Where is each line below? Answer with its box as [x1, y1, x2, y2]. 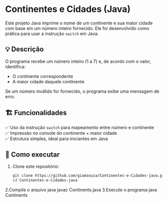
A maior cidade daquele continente [12, 78, 85, 84]
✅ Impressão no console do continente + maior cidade [5, 130, 117, 136]
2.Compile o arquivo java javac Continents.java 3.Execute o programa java [5, 187, 157, 193]
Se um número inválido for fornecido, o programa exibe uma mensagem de [5, 88, 160, 94]
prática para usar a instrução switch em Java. [5, 30, 99, 36]
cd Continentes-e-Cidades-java [12, 178, 78, 183]
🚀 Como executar [5, 150, 60, 159]
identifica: [5, 63, 26, 69]
